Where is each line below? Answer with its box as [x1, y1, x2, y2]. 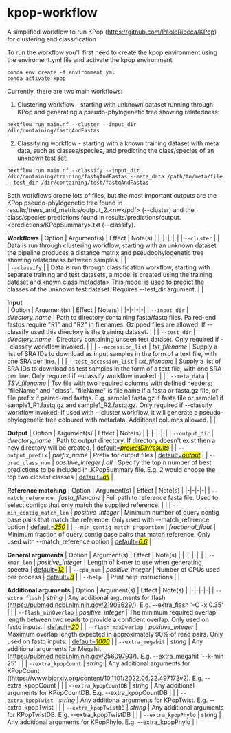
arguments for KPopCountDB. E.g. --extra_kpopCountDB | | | [7, 688, 179, 696]
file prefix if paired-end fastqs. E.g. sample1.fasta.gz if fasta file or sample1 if [7, 393, 224, 402]
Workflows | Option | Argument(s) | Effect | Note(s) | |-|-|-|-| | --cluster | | [7, 234, 220, 242]
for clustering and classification [7, 34, 96, 43]
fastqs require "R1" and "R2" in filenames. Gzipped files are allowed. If [7, 320, 206, 329]
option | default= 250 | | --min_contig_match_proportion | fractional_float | [7, 522, 217, 531]
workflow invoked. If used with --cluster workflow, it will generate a [7, 408, 198, 416]
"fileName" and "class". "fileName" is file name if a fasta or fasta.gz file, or [7, 386, 219, 394]
